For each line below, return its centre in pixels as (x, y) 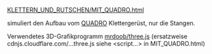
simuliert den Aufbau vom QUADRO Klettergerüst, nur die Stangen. (101, 23)
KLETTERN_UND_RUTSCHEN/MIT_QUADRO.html (76, 10)
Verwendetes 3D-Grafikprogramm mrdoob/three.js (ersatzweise (97, 36)
